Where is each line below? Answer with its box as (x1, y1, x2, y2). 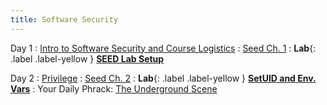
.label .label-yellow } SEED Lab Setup (10, 52, 165, 65)
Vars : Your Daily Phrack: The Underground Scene (10, 82, 218, 95)
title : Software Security (10, 14, 118, 25)
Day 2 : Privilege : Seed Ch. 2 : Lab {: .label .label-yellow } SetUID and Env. (10, 72, 317, 84)
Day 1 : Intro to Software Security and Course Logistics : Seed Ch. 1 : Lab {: (10, 42, 317, 54)
